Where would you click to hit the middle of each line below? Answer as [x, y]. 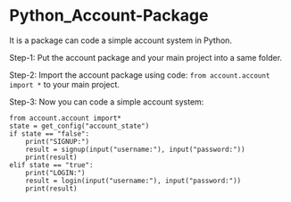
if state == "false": [50, 134]
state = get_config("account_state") [79, 126]
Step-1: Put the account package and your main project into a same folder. [146, 57]
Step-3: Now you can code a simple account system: [107, 101]
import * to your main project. [65, 84]
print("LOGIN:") [56, 173]
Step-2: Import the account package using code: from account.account [140, 75]
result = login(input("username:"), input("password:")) [133, 181]
